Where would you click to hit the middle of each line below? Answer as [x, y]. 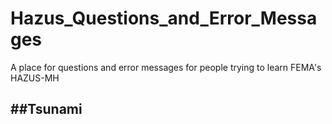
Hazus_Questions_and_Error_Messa [164, 18]
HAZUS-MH [35, 78]
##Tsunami [46, 109]
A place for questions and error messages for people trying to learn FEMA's [166, 67]
